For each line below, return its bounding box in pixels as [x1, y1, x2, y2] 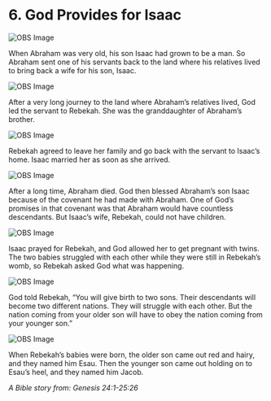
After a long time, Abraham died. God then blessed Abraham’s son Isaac [8, 185, 250, 196]
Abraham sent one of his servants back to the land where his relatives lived [8, 57, 260, 67]
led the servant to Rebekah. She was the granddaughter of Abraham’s [8, 106, 243, 116]
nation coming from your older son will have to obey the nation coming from [8, 309, 263, 319]
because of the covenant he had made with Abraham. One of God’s [8, 194, 234, 204]
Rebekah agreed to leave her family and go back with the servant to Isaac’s [8, 146, 260, 155]
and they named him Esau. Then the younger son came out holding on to [8, 358, 252, 368]
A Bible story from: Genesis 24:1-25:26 [8, 382, 138, 392]
